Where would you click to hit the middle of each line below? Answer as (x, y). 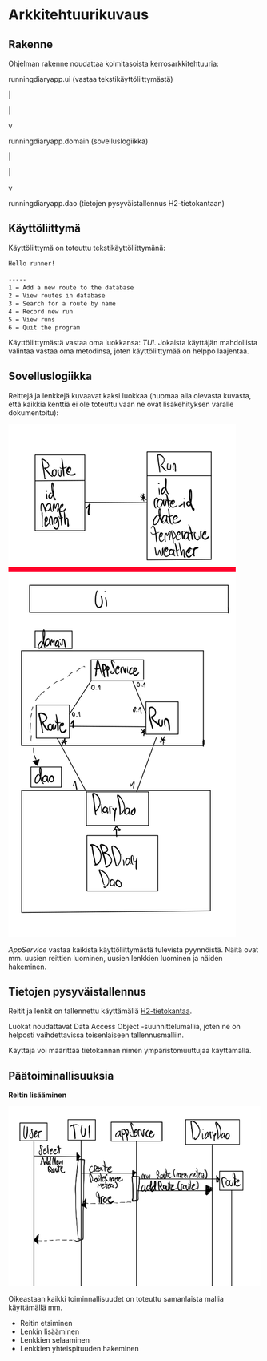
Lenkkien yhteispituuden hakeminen (79, 1349)
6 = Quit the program (44, 327)
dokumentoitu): (33, 412)
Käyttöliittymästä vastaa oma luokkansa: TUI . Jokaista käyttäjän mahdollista (133, 342)
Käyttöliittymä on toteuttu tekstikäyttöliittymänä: (87, 248)
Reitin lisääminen (38, 1095)
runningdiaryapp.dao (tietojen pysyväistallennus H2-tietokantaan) (117, 203)
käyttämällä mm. (35, 1307)
